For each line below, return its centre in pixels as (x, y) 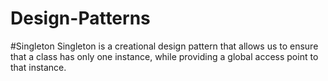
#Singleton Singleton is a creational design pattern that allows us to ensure (164, 46)
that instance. (38, 67)
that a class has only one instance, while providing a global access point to (164, 56)
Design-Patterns (80, 18)
